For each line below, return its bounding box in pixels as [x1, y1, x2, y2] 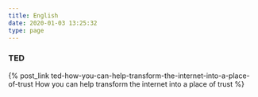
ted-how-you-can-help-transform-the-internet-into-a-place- [51, 71, 250, 80]
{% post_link [8, 71, 50, 80]
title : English [8, 11, 59, 20]
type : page [8, 26, 44, 34]
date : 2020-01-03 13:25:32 [8, 19, 98, 27]
